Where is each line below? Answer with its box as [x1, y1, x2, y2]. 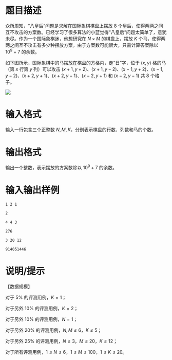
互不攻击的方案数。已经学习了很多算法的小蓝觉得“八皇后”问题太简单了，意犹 [5, 29, 167, 35]
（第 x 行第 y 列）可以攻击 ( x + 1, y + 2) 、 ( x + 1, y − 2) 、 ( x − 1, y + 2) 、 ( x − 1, [5, 66, 164, 72]
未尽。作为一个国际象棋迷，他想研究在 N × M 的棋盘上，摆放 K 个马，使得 [5, 35, 161, 42]
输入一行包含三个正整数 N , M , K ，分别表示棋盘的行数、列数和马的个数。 [5, 127, 157, 133]
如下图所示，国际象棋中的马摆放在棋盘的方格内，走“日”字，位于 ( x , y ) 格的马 [5, 60, 166, 66]
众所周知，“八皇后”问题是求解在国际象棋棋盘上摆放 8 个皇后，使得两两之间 [5, 23, 163, 29]
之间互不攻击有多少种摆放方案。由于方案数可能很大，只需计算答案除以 [9, 42, 158, 48]
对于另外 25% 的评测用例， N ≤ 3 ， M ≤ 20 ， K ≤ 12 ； [5, 338, 118, 344]
